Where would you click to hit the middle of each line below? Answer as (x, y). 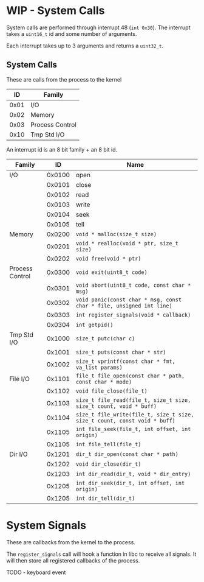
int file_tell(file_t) (108, 444)
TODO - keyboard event (36, 572)
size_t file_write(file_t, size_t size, (135, 414)
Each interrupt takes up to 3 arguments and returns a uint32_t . (85, 46)
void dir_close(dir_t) (108, 464)
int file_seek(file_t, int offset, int (133, 429)
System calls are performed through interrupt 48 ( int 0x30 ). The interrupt (98, 27)
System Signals (46, 525)
